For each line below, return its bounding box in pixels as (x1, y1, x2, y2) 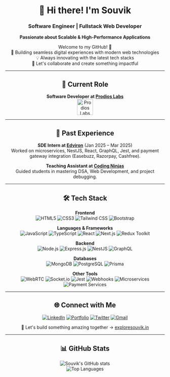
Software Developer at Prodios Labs (46, 93, 124, 99)
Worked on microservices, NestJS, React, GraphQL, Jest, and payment (11, 148, 159, 154)
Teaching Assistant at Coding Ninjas (46, 163, 124, 169)
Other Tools (72, 270, 98, 277)
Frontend (75, 210, 95, 216)
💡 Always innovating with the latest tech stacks (36, 55, 134, 61)
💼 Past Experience (55, 129, 115, 138)
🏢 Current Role (61, 80, 109, 88)
